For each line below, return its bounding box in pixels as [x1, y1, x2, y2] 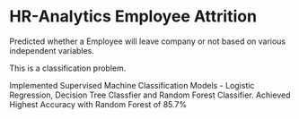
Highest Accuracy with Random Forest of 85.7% [9, 98, 188, 109]
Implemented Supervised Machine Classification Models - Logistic [9, 80, 255, 90]
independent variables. [9, 45, 94, 55]
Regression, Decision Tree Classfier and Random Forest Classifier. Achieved [9, 89, 291, 100]
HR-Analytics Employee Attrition [9, 6, 258, 27]
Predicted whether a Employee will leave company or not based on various [9, 36, 286, 47]
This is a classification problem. [9, 63, 127, 73]
